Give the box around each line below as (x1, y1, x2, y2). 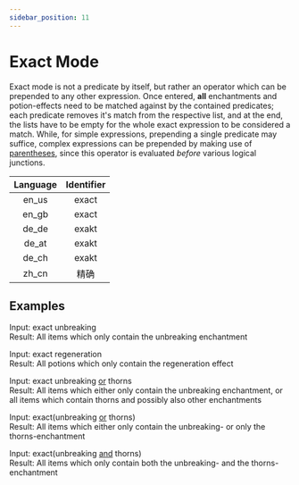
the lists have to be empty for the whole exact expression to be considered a (9, 119, 291, 130)
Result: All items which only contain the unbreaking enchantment (9, 331, 248, 342)
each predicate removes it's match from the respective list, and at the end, (9, 109, 284, 121)
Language (13, 178, 58, 190)
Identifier (65, 178, 106, 190)
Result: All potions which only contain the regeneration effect (9, 358, 234, 369)
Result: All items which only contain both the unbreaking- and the (9, 457, 250, 469)
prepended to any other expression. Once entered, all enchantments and (9, 90, 278, 101)
